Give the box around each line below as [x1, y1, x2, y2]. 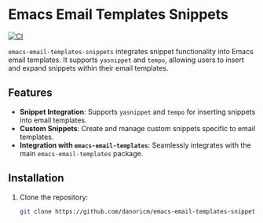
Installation [8, 171, 64, 185]
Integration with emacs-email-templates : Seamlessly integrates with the [19, 140, 251, 150]
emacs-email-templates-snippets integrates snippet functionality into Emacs [8, 46, 254, 56]
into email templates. [19, 115, 87, 125]
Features [8, 86, 53, 100]
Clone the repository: [19, 192, 89, 202]
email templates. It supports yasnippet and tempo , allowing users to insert [8, 55, 245, 64]
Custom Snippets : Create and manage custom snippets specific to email [19, 123, 256, 133]
